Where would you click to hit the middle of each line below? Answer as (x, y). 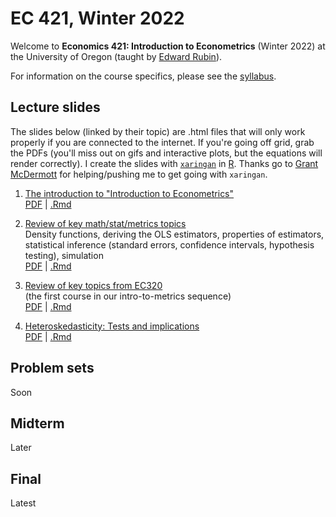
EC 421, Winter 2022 (97, 18)
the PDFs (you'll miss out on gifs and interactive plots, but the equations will (166, 153)
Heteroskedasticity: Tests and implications (112, 326)
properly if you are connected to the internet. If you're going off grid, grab (162, 142)
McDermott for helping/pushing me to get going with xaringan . (139, 174)
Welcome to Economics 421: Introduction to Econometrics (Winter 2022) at (168, 46)
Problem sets (52, 368)
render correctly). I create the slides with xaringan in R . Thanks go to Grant (164, 163)
